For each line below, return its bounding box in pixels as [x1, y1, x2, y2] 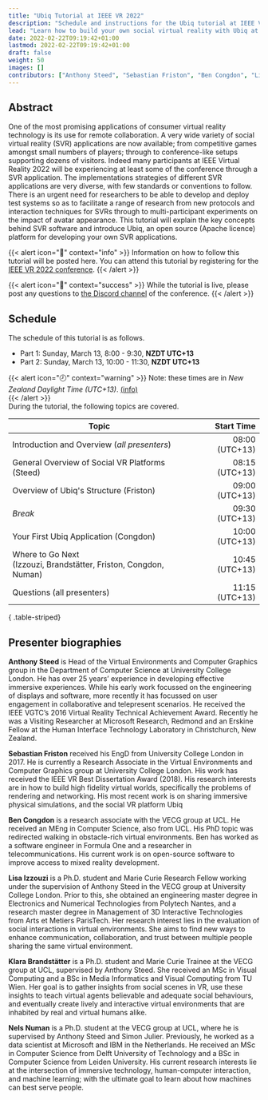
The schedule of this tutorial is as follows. [8, 333, 145, 343]
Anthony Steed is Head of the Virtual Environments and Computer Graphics [8, 657, 258, 667]
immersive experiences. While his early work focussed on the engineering [8, 683, 252, 692]
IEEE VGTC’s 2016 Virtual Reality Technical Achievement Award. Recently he [8, 708, 258, 718]
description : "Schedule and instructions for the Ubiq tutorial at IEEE [8, 19, 255, 27]
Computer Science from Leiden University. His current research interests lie [8, 1057, 258, 1067]
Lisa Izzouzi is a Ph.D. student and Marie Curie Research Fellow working [8, 873, 247, 883]
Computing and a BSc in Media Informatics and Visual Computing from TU [8, 974, 253, 983]
